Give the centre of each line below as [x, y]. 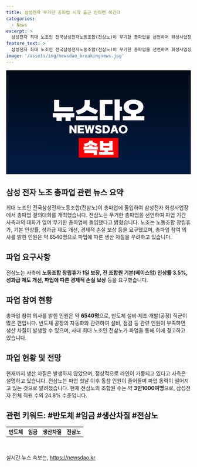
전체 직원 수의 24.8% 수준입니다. [50, 395]
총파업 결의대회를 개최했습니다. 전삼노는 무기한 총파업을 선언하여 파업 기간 [101, 215]
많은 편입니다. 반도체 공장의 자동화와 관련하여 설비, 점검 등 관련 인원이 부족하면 [96, 323]
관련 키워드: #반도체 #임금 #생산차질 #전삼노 [82, 416]
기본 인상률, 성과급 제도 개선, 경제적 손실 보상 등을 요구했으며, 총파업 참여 [97, 230]
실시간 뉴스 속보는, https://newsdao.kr [51, 457]
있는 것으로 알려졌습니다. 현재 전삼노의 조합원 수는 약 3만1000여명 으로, [94, 388]
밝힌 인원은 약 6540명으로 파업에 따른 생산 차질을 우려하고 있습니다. [94, 237]
